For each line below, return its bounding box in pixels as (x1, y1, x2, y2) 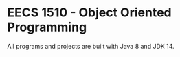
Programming (7, 19, 87, 35)
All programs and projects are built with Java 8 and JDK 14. (7, 42, 175, 50)
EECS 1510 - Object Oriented (7, 5, 172, 21)
